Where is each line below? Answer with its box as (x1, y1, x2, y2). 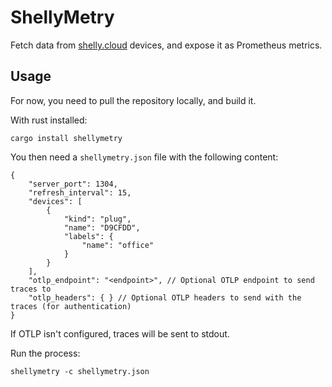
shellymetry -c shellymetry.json (10, 366, 150, 376)
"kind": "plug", (63, 214, 132, 224)
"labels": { (63, 231, 114, 241)
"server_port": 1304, (28, 179, 118, 189)
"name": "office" (81, 240, 155, 250)
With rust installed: (10, 114, 88, 126)
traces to (10, 284, 52, 294)
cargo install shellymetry (10, 133, 123, 143)
